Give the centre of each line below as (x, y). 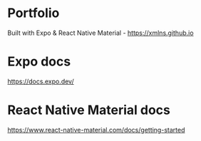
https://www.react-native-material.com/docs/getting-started (96, 130)
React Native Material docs (89, 110)
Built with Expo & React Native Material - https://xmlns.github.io (100, 33)
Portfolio (33, 13)
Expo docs (39, 62)
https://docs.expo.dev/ (41, 81)
